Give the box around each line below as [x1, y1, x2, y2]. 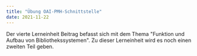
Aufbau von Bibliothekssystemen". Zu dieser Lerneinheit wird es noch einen [6, 37, 192, 44]
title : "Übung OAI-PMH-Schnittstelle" [6, 8, 102, 15]
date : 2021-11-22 [6, 14, 49, 20]
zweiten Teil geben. [6, 42, 54, 50]
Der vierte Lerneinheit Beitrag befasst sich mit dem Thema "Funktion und [6, 30, 185, 37]
